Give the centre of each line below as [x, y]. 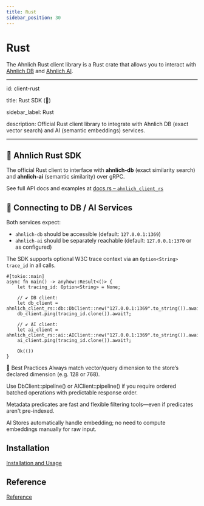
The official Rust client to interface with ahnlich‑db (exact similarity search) [101, 170]
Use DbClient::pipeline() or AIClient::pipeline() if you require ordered [91, 386]
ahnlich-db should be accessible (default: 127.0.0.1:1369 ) [88, 234]
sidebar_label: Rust [30, 112]
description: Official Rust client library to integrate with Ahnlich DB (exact [97, 124]
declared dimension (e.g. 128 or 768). [53, 374]
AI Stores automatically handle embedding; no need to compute [86, 423]
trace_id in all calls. [31, 265]
